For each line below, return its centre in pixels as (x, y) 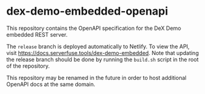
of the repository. (28, 66)
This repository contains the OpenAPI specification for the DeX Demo (94, 28)
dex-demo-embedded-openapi (87, 11)
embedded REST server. (37, 34)
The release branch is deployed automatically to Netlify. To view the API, (98, 46)
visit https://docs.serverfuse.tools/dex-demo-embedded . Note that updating (102, 52)
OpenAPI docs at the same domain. (51, 84)
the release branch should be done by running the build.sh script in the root (102, 59)
